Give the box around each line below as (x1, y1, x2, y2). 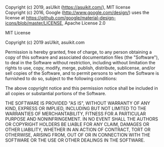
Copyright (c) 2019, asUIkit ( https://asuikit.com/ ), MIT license (5, 4, 131, 10)
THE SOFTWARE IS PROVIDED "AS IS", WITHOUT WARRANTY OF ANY (5, 100, 151, 106)
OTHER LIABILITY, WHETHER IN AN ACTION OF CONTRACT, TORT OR (5, 127, 151, 133)
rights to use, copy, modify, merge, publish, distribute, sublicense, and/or (5, 65, 156, 71)
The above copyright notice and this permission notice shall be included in (5, 85, 158, 91)
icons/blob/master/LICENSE (5, 20, 62, 26)
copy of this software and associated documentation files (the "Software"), (5, 54, 160, 60)
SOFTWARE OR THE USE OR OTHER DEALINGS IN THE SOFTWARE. (5, 137, 145, 143)
